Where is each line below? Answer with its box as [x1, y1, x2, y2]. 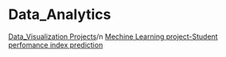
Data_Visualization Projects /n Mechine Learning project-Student [8, 32, 218, 41]
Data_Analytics [8, 6, 111, 24]
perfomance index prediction [8, 40, 103, 49]
